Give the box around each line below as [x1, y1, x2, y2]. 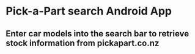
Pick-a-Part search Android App [6, 4, 172, 18]
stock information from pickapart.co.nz [6, 38, 160, 48]
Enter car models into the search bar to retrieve [6, 29, 189, 39]
